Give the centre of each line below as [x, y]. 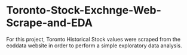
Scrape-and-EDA [49, 23]
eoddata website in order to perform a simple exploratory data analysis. [94, 46]
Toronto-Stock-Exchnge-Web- [84, 10]
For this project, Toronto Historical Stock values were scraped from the [93, 39]
